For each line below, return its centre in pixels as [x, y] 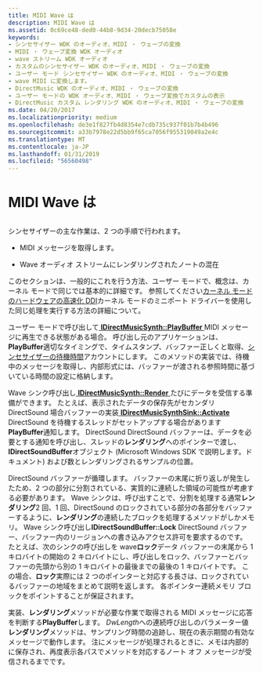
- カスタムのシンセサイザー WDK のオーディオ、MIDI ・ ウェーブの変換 [109, 67]
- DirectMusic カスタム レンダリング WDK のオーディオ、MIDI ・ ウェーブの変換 [126, 103]
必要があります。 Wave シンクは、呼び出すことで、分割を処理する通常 [128, 497]
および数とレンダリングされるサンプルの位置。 [122, 461]
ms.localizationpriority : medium [63, 118]
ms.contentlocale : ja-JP [49, 147]
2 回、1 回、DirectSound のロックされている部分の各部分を [130, 507]
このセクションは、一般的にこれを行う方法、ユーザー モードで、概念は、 [125, 281]
